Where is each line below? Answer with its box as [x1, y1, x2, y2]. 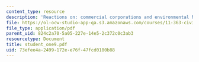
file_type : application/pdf [6, 25, 76, 31]
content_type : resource [6, 8, 65, 15]
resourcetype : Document [6, 36, 65, 42]
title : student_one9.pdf [6, 42, 68, 48]
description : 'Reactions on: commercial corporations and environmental [6, 14, 190, 20]
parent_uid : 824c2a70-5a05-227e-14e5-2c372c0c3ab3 [6, 31, 134, 37]
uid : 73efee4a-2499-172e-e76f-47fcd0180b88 [6, 47, 115, 53]
